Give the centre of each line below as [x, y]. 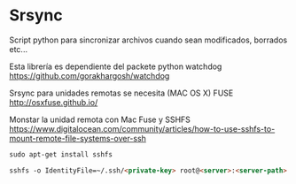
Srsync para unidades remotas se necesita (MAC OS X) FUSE [121, 93]
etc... [19, 49]
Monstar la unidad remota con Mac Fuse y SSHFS [100, 119]
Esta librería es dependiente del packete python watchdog [116, 66]
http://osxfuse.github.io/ [54, 102]
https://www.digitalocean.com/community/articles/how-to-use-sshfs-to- [142, 128]
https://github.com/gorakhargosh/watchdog [90, 75]
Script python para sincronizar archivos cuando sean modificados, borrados [148, 40]
